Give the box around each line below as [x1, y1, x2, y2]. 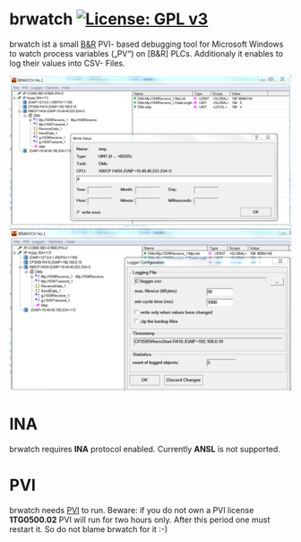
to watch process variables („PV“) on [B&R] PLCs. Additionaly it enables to [9, 48, 284, 58]
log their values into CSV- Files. [9, 57, 125, 68]
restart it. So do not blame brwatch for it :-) [9, 523, 168, 534]
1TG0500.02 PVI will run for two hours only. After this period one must [9, 514, 271, 525]
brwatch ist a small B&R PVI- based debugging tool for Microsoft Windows [9, 39, 284, 49]
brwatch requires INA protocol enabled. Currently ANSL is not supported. [9, 444, 280, 454]
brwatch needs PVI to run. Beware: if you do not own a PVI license [9, 504, 254, 515]
